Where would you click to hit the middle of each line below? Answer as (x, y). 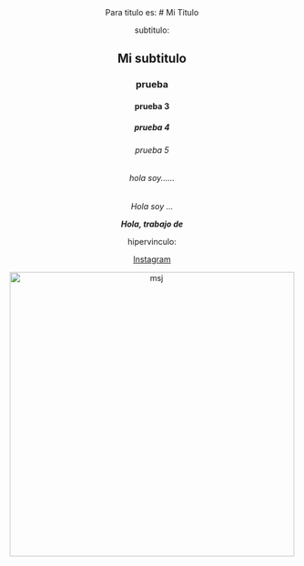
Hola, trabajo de (152, 224)
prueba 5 (152, 150)
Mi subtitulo (152, 59)
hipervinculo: (152, 242)
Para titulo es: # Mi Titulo (152, 12)
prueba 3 (152, 106)
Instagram (152, 259)
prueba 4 (152, 127)
